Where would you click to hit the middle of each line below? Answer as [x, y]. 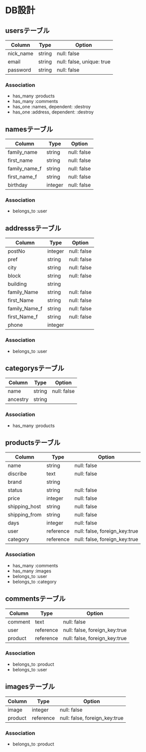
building [17, 284]
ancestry [18, 399]
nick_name [21, 53]
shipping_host [24, 506]
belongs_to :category [34, 582]
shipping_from [25, 515]
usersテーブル [27, 31]
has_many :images [32, 571]
